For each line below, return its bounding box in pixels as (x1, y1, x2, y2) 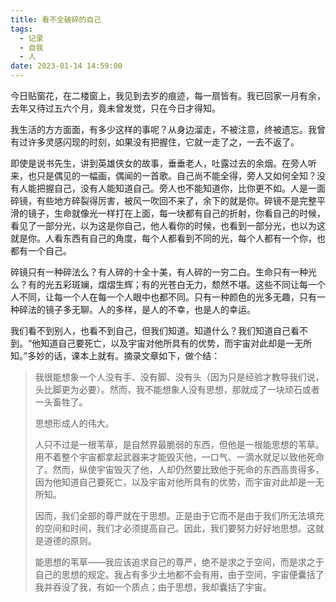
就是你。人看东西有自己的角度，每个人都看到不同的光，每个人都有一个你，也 (10, 232, 326, 244)
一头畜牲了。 (34, 396, 88, 408)
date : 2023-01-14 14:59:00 (10, 61, 123, 71)
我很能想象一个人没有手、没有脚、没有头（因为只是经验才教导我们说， (34, 371, 325, 383)
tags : (10, 24, 33, 34)
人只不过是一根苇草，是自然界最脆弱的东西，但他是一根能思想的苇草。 (34, 439, 325, 450)
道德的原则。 (43, 535, 97, 546)
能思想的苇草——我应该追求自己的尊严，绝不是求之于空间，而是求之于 (34, 556, 325, 568)
